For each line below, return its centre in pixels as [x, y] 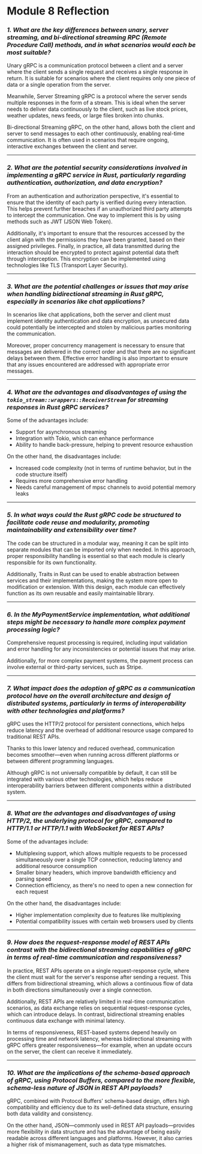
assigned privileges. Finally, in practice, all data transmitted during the [93, 246]
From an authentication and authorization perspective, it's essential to [93, 196]
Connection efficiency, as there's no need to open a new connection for [104, 885]
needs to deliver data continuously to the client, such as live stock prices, [97, 109]
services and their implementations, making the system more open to [92, 580]
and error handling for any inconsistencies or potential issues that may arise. [101, 649]
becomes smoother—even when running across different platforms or [93, 755]
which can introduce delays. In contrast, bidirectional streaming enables [96, 1014]
